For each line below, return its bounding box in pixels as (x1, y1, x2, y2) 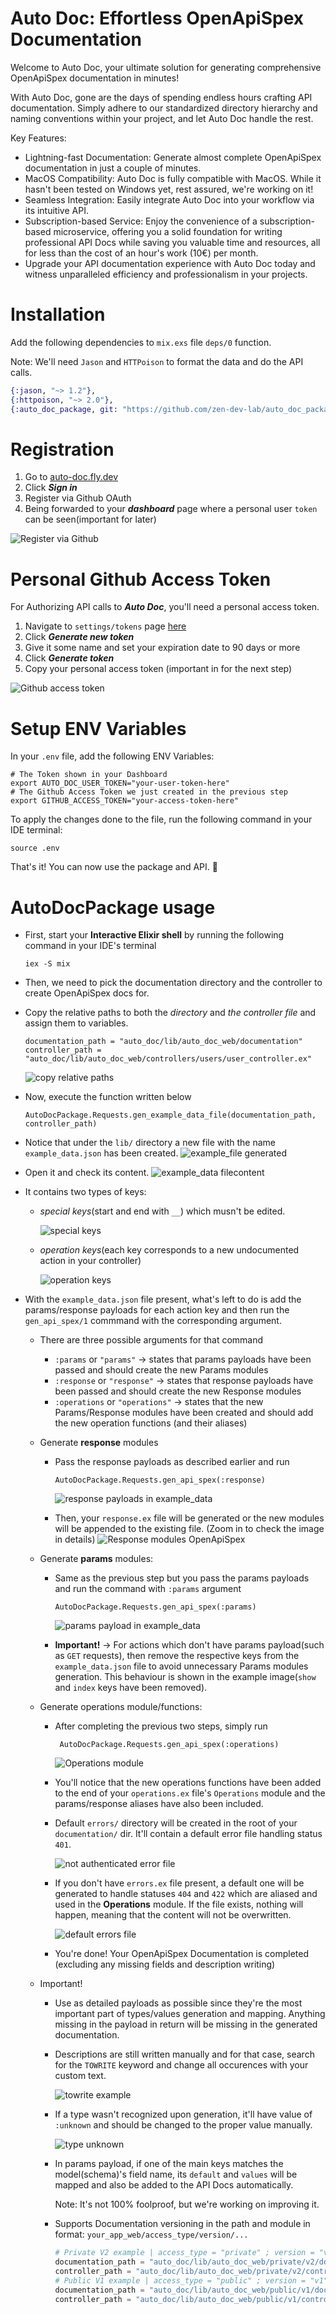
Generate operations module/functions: (39, 1701, 203, 1713)
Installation (10, 303, 106, 326)
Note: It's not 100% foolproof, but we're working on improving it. (54, 2198, 320, 2211)
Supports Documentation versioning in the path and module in (54, 2218, 311, 2230)
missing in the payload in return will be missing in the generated (54, 2018, 318, 2031)
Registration (10, 438, 115, 461)
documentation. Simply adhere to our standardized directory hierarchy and (10, 102, 318, 114)
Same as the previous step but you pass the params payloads (54, 1572, 310, 1584)
